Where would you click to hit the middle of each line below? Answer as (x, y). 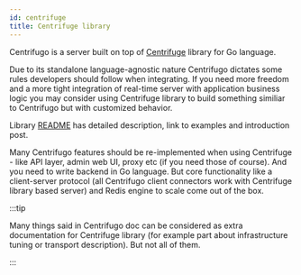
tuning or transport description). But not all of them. (105, 244)
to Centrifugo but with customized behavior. (91, 107)
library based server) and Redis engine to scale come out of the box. (137, 190)
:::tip (18, 207)
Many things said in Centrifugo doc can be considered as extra (126, 225)
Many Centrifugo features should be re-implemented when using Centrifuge (151, 152)
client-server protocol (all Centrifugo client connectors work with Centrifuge (151, 180)
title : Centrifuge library (60, 26)
